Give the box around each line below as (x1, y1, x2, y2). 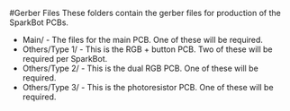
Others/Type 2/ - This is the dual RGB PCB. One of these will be (22, 63, 258, 73)
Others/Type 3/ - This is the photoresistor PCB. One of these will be (22, 82, 274, 92)
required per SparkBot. (22, 54, 108, 64)
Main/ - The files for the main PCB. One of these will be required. (22, 35, 264, 45)
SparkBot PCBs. (9, 17, 69, 28)
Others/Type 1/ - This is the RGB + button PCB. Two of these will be (22, 44, 273, 55)
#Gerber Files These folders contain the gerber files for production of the (9, 8, 281, 18)
